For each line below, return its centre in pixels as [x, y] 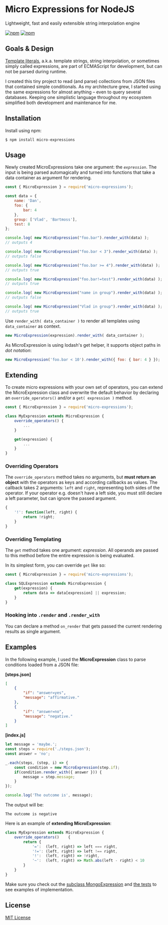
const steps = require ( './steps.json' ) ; [48, 749]
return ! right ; [39, 517]
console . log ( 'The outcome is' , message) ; [49, 795]
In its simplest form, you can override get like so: [55, 565]
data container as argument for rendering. [48, 178]
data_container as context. [33, 326]
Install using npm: [23, 130]
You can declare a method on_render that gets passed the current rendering [83, 626]
